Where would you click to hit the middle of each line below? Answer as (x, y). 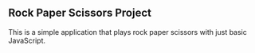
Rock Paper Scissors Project (80, 13)
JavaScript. (27, 40)
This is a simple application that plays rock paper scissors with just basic (127, 32)
